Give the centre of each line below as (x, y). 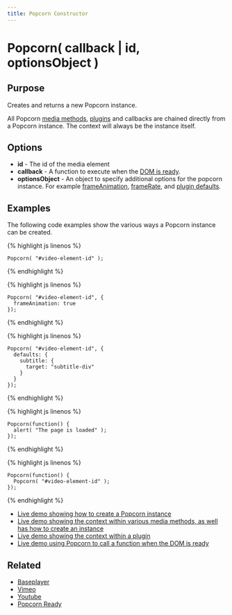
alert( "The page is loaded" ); (60, 430)
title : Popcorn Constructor (48, 14)
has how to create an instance (60, 529)
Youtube (29, 597)
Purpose (26, 89)
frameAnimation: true (45, 304)
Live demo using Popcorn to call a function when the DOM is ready (113, 544)
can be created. (30, 233)
